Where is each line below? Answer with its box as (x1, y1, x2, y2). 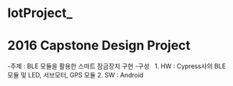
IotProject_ (7, 5, 73, 21)
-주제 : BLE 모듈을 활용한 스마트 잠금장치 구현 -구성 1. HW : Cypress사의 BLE (7, 62, 227, 70)
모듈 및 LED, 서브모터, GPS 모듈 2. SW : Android (7, 71, 144, 80)
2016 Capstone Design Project (7, 38, 191, 54)
